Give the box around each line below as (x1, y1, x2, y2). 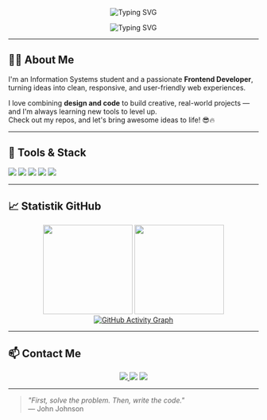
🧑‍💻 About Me (8, 53, 75, 67)
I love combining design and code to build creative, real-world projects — (8, 98, 250, 107)
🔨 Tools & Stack (8, 146, 87, 160)
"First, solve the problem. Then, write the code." (27, 395, 185, 405)
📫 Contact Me (8, 346, 82, 360)
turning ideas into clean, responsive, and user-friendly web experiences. (8, 83, 246, 92)
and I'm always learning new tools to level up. (8, 106, 157, 116)
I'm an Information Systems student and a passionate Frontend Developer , (8, 74, 253, 83)
